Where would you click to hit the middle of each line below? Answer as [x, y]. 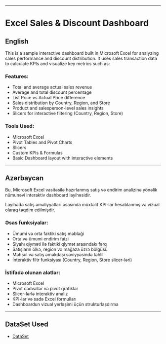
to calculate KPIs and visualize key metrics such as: [58, 64]
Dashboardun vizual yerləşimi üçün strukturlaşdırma [65, 304]
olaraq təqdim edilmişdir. [30, 210]
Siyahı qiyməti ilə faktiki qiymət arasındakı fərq [60, 244]
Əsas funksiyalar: [27, 223]
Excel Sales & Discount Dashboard [77, 23]
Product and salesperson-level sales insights [58, 108]
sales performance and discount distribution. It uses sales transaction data [81, 58]
